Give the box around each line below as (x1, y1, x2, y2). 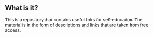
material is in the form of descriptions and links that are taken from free (5, 22, 149, 28)
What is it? (5, 4, 38, 12)
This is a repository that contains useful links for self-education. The (5, 17, 143, 22)
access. (5, 27, 21, 33)
